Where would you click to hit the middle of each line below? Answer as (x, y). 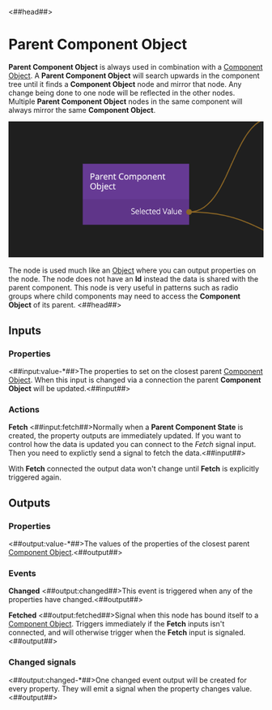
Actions (24, 410)
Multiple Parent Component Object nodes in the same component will (125, 101)
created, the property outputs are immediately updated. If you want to (125, 436)
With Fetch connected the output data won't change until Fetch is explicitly (134, 469)
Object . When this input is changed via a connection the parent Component (135, 380)
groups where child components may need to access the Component (125, 296)
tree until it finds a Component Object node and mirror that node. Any (125, 84)
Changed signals (42, 662)
